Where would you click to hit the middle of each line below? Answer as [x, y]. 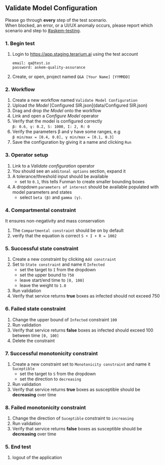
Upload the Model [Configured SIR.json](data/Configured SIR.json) [80, 105]
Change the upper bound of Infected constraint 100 [65, 319]
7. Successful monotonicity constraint [51, 353]
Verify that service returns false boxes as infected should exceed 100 [83, 330]
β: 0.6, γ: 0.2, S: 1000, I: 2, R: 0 [51, 127]
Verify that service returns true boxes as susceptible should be [76, 389]
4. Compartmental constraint [41, 210]
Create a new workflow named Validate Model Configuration [75, 100]
